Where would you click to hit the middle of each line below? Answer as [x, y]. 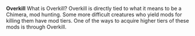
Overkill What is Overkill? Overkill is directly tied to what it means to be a [94, 8]
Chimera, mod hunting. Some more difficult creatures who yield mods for [94, 15]
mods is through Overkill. [36, 27]
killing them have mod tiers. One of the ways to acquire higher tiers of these [97, 21]
